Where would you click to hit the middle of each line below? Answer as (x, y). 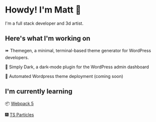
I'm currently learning (39, 91)
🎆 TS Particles (19, 114)
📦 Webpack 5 (19, 103)
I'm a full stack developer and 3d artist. (44, 23)
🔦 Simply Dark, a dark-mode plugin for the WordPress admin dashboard (77, 67)
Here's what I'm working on (48, 38)
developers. (17, 57)
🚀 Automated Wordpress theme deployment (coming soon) (64, 76)
